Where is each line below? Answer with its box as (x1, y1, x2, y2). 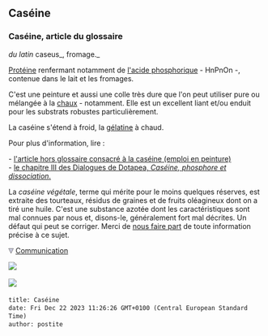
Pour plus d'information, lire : (8, 138, 105, 148)
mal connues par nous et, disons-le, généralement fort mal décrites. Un (8, 213, 247, 222)
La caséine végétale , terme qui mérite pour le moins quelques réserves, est (8, 187, 261, 196)
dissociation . (8, 170, 51, 181)
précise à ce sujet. (8, 230, 70, 239)
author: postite (8, 320, 63, 328)
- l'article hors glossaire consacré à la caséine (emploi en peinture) (8, 153, 232, 163)
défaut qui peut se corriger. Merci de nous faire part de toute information (8, 221, 251, 230)
